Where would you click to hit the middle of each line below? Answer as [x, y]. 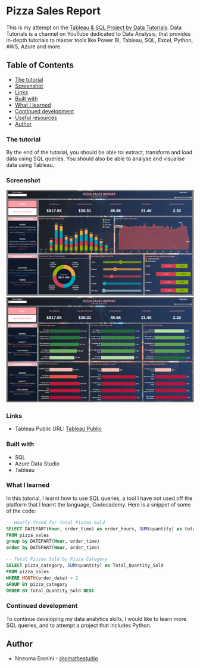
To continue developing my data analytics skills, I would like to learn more [96, 619]
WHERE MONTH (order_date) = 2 [42, 578]
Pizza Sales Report [54, 11]
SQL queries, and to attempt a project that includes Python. [79, 625]
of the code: [21, 511]
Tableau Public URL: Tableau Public [58, 429]
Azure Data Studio [37, 464]
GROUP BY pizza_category [37, 584]
